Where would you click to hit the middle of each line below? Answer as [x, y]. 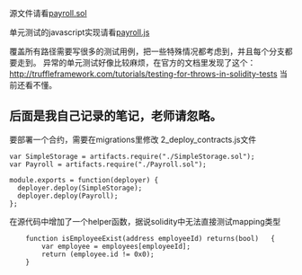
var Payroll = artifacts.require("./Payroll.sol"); [108, 164]
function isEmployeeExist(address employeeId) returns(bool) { [151, 238]
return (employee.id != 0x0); [98, 254]
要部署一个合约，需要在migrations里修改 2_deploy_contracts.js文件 [133, 139]
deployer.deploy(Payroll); [68, 196]
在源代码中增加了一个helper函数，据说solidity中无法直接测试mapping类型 [145, 221]
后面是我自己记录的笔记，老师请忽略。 [115, 116]
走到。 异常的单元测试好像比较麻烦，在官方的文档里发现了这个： [136, 62]
